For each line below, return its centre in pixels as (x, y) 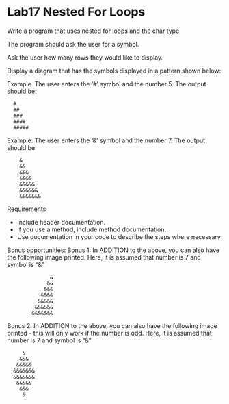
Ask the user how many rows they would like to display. (85, 57)
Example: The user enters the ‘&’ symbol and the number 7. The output (106, 140)
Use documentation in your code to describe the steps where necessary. (120, 236)
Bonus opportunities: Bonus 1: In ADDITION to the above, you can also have (113, 250)
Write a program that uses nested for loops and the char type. (94, 31)
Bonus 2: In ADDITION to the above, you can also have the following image (112, 325)
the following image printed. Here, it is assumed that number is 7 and (104, 257)
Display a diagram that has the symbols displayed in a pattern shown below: (114, 71)
